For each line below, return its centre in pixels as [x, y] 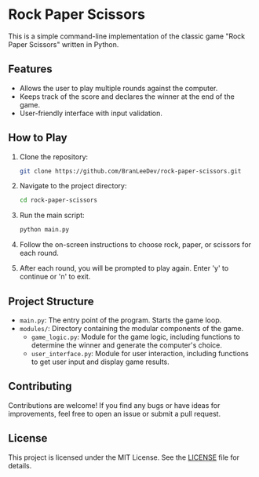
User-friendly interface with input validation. [91, 113]
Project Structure [51, 301]
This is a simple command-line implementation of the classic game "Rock [127, 36]
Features [30, 69]
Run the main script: [52, 215]
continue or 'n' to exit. [55, 277]
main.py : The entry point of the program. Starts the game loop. [120, 320]
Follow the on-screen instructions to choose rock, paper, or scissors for [135, 245]
